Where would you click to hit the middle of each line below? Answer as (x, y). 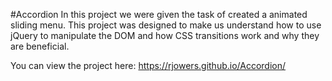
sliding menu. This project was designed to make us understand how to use (166, 25)
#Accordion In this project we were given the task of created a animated (159, 14)
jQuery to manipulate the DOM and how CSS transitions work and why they (165, 35)
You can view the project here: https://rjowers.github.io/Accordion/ (148, 65)
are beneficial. (40, 46)
